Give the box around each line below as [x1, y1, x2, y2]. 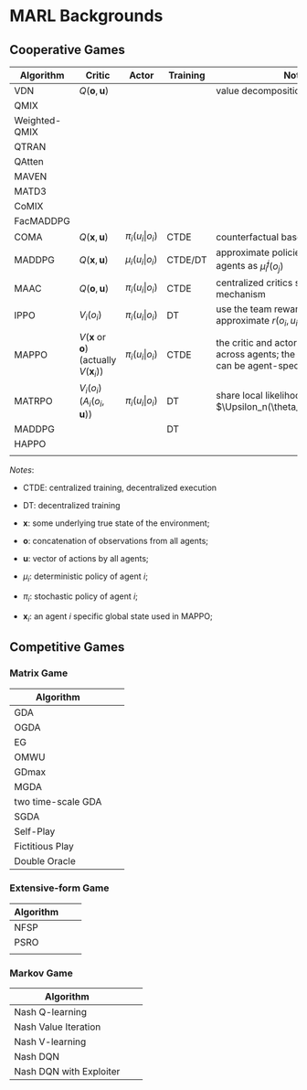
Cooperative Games [9, 42, 125, 58]
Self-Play [14, 825, 56, 838]
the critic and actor [216, 336, 297, 348]
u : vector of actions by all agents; [22, 553, 149, 564]
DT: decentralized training [22, 500, 121, 511]
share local [216, 390, 263, 402]
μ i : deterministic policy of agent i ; [22, 571, 149, 584]
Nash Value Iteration [14, 1021, 101, 1033]
